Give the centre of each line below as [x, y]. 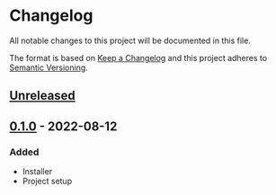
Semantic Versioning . [49, 67]
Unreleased [43, 96]
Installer [37, 172]
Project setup [47, 182]
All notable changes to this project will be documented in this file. [130, 40]
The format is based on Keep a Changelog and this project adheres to [138, 58]
